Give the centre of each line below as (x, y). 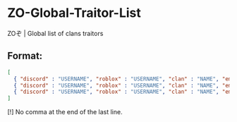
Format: (25, 56)
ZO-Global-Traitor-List (74, 13)
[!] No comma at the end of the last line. (65, 112)
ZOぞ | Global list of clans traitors (55, 33)
